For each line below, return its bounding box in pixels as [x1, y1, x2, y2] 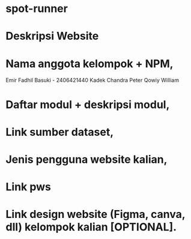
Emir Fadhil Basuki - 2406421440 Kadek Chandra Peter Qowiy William [5, 77, 180, 84]
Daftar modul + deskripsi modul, [5, 98, 170, 111]
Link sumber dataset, [5, 125, 114, 139]
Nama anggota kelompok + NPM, [5, 56, 174, 70]
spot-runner [5, 2, 68, 16]
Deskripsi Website [5, 29, 99, 43]
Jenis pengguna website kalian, [5, 153, 168, 166]
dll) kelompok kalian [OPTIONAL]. [5, 220, 177, 234]
